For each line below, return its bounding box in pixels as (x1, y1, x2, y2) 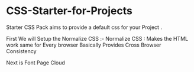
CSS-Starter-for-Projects (6, 4, 133, 18)
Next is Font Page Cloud (6, 59, 65, 66)
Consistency (6, 47, 37, 54)
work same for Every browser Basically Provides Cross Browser (6, 41, 161, 48)
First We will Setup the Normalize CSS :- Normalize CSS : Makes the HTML (6, 35, 188, 42)
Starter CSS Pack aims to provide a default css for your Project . (6, 24, 163, 31)
